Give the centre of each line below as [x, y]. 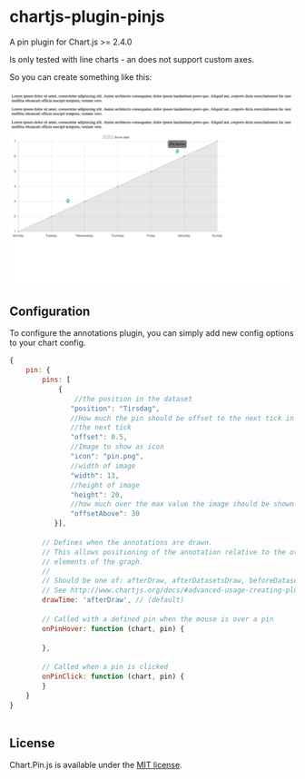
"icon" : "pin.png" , [107, 457]
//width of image [103, 466]
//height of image [105, 485]
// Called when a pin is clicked [105, 667]
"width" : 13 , [95, 475]
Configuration [50, 311]
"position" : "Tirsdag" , [115, 409]
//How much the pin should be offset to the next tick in [182, 418]
